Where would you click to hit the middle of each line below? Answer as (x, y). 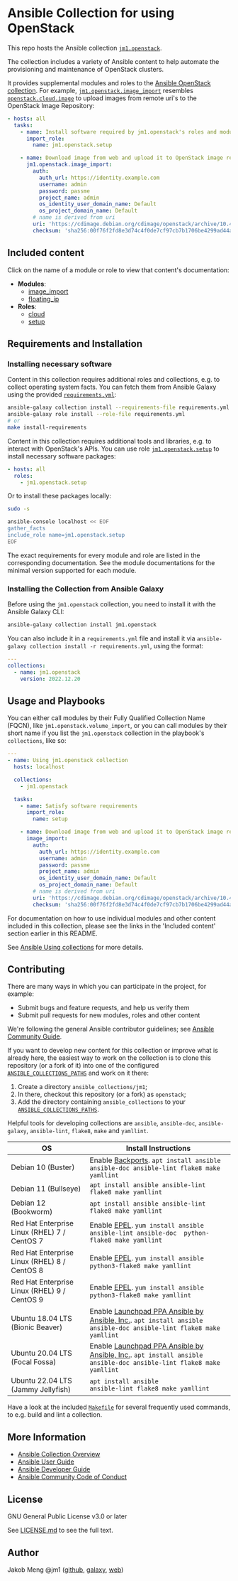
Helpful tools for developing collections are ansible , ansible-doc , (102, 1123)
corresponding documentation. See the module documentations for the (111, 562)
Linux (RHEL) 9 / (38, 1291)
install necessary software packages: (62, 456)
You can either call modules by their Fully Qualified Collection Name (106, 718)
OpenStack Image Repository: (51, 105)
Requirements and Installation (75, 344)
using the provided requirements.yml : (62, 395)
